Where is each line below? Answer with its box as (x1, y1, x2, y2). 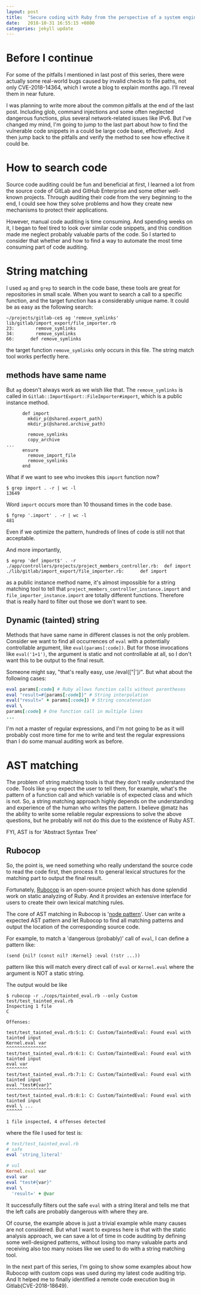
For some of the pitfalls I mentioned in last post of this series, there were (6, 71, 185, 79)
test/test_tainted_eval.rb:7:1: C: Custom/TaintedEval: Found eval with (6, 1071, 191, 1077)
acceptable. (6, 534, 36, 541)
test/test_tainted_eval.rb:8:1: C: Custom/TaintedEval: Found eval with (6, 1092, 191, 1098)
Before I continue (6, 52, 93, 65)
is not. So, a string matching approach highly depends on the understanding (6, 797, 194, 805)
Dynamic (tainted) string (6, 615, 100, 625)
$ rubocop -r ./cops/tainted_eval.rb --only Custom (6, 993, 138, 999)
